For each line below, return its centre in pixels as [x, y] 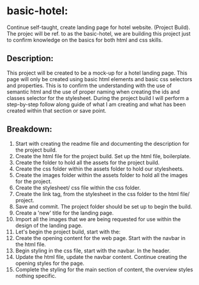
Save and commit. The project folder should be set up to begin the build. [104, 206]
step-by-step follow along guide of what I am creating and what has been [96, 104]
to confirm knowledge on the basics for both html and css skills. [85, 40]
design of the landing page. [49, 225]
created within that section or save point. [57, 110]
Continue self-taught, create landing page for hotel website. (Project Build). [98, 27]
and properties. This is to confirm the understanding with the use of [89, 85]
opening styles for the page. [50, 263]
